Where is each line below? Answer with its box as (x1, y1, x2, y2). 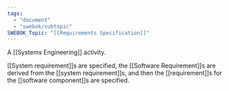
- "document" (13, 17, 51, 23)
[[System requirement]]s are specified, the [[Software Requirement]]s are (7, 61, 216, 70)
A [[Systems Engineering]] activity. (7, 48, 106, 57)
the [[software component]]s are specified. (7, 77, 130, 85)
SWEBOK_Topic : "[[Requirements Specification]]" (7, 29, 150, 37)
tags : (7, 10, 23, 17)
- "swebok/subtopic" (13, 23, 72, 30)
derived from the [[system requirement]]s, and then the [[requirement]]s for (7, 69, 222, 77)
